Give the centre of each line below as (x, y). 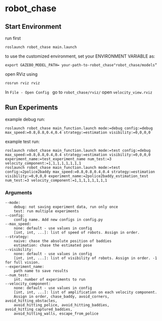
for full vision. (23, 262)
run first (13, 38)
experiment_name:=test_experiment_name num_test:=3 (58, 159)
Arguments (19, 192)
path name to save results (41, 271)
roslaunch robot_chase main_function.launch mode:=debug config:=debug (79, 128)
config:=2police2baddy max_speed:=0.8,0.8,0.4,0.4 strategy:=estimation (80, 172)
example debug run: (25, 119)
